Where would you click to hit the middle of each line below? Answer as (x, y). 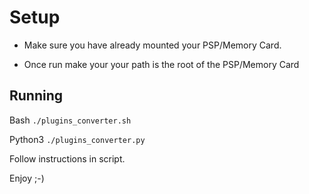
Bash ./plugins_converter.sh (70, 120)
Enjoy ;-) (27, 178)
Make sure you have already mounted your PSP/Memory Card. (152, 45)
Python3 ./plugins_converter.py (77, 139)
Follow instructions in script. (67, 158)
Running (36, 96)
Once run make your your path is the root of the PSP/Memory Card (161, 64)
